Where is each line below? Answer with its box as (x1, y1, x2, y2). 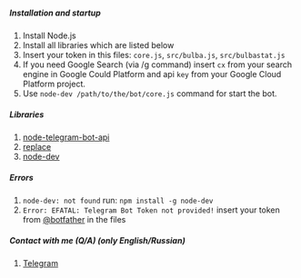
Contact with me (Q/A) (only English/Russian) (9, 234, 186, 245)
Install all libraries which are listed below (22, 39, 175, 50)
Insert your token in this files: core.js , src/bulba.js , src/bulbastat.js (22, 49, 286, 60)
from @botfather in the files (22, 213, 126, 224)
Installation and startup (9, 7, 102, 18)
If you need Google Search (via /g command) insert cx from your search (22, 59, 293, 70)
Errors (9, 172, 34, 183)
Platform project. (22, 78, 86, 89)
